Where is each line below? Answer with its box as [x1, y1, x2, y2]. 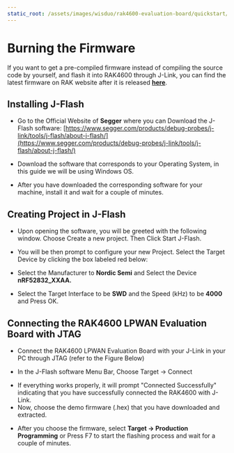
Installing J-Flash [7, 98, 85, 110]
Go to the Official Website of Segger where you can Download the [17, 116, 208, 125]
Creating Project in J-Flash [7, 208, 126, 220]
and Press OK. [17, 297, 59, 305]
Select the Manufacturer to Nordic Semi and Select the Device [17, 269, 197, 277]
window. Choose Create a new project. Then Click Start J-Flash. [17, 234, 202, 243]
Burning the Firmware [7, 40, 136, 56]
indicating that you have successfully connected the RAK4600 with [17, 388, 211, 397]
